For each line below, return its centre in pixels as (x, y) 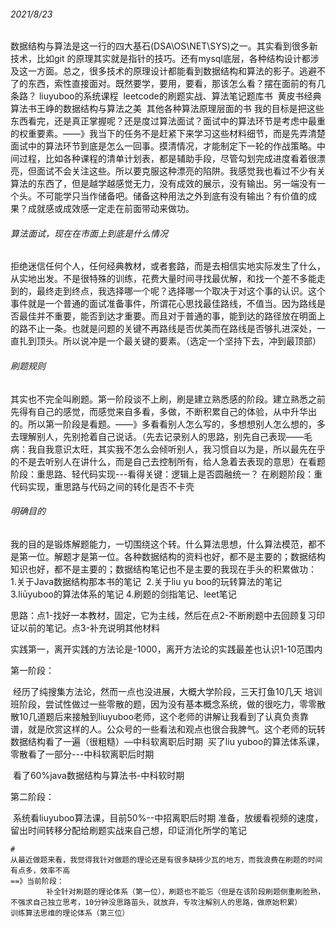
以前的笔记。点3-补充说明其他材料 (89, 627)
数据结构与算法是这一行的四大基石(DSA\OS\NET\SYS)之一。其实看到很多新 (164, 46)
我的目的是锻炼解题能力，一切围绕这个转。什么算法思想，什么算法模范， (159, 544)
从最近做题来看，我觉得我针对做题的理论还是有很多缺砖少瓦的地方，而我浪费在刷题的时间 (166, 860)
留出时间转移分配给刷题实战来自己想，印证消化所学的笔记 (128, 830)
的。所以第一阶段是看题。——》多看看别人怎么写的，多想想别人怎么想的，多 (168, 424)
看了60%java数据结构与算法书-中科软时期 (98, 775)
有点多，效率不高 (40, 870)
